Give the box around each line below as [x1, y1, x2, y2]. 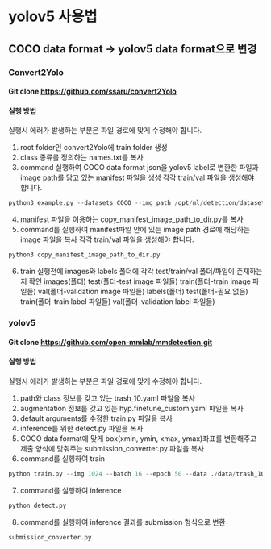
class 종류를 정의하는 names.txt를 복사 [19, 152, 144, 162]
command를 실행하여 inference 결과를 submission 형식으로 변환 [19, 517, 226, 526]
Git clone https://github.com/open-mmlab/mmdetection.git [8, 337, 213, 347]
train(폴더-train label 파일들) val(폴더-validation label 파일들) [19, 297, 215, 306]
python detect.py [8, 501, 67, 509]
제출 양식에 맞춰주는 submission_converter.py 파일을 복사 [19, 443, 204, 453]
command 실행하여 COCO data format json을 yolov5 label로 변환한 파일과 [19, 163, 260, 173]
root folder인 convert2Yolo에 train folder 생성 [19, 143, 168, 152]
